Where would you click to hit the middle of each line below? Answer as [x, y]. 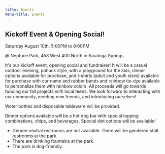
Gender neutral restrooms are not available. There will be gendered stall [85, 131]
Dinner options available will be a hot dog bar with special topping [72, 116]
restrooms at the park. [35, 136]
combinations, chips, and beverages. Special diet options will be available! [81, 121]
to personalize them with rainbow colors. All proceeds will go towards [76, 86]
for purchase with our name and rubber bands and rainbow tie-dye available [82, 81]
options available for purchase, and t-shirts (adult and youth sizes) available [82, 76]
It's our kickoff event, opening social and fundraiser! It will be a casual [76, 65]
